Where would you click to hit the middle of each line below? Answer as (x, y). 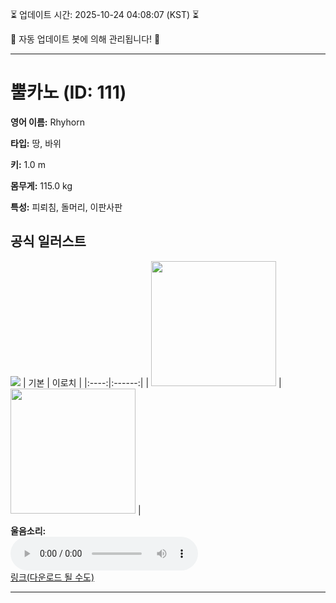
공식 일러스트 (48, 241)
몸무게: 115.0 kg (41, 185)
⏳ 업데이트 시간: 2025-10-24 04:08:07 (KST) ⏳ (105, 14)
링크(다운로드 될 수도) (52, 577)
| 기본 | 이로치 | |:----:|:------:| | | (152, 382)
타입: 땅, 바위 (36, 143)
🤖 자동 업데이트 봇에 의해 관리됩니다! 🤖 (85, 39)
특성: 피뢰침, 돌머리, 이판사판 (66, 207)
